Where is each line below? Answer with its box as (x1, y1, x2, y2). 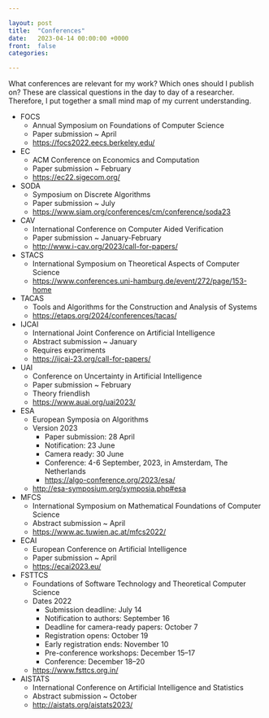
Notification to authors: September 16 (44, 614, 171, 624)
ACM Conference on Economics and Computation (32, 155, 200, 165)
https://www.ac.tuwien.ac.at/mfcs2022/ (32, 527, 167, 537)
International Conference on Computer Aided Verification (32, 225, 223, 234)
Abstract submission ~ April (32, 519, 126, 528)
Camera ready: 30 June (44, 449, 124, 459)
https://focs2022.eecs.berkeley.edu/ (32, 138, 155, 147)
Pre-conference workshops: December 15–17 (44, 648, 196, 658)
